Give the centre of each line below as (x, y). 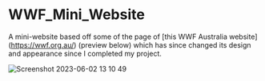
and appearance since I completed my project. (85, 53)
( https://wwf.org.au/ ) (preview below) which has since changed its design (130, 44)
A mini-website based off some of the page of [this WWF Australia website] (133, 37)
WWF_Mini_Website (77, 15)
